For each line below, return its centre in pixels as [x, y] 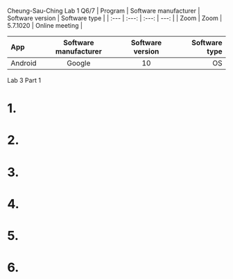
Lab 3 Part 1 [24, 80]
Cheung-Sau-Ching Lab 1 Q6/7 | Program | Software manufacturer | [104, 11]
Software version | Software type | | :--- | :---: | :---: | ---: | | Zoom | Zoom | [115, 18]
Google [79, 63]
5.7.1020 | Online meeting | [45, 25]
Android [24, 63]
